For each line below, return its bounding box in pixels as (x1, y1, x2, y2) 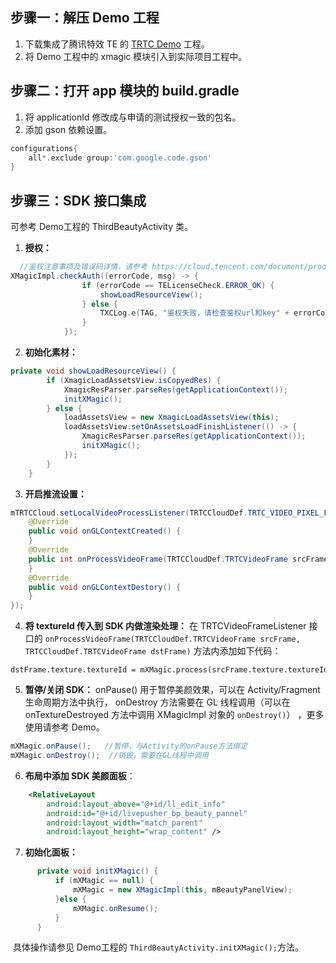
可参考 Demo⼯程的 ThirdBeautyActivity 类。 (10, 221, 194, 233)
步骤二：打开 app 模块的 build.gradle (10, 83, 240, 100)
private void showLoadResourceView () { (10, 366, 177, 377)
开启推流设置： (24, 488, 87, 500)
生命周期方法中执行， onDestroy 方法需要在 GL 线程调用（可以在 (24, 696, 291, 708)
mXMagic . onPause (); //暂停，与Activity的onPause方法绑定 (10, 741, 248, 752)
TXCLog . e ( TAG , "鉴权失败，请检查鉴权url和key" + (99, 308, 290, 318)
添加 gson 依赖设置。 (24, 123, 113, 135)
